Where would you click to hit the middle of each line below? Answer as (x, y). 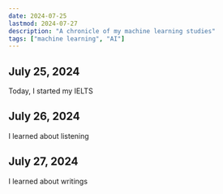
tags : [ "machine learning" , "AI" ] (67, 39)
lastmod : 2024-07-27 (43, 24)
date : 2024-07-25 (38, 16)
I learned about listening (49, 136)
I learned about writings (48, 181)
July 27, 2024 (43, 162)
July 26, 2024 (44, 116)
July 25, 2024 (44, 71)
